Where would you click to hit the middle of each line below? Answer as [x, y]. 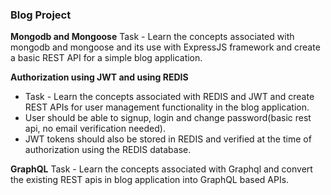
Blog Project [41, 15]
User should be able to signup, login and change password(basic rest [168, 118]
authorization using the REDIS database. [108, 150]
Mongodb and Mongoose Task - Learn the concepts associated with [152, 37]
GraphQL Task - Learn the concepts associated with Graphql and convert [161, 169]
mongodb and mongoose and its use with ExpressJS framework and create [165, 47]
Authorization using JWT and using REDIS [99, 77]
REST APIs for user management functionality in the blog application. [167, 107]
